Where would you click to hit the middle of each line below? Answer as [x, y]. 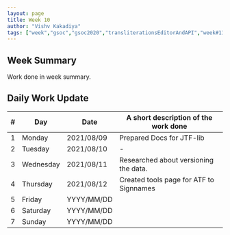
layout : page [26, 13]
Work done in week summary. [49, 77]
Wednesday [41, 164]
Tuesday [36, 149]
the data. [133, 169]
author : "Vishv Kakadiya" [44, 26]
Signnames [137, 188]
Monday [35, 138]
